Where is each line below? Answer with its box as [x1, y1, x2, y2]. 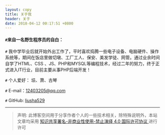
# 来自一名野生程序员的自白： [5, 36, 64, 42]
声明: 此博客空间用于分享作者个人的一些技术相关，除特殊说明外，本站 [17, 112, 158, 118]
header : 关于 [5, 16, 30, 21]
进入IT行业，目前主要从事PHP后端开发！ [9, 67, 91, 73]
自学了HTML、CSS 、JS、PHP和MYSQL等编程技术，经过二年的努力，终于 [5, 61, 156, 67]
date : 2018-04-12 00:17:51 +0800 [5, 21, 74, 26]
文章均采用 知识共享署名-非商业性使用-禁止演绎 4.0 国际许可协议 [17, 118, 148, 124]
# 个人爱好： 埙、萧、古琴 [5, 77, 57, 83]
